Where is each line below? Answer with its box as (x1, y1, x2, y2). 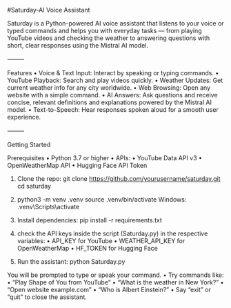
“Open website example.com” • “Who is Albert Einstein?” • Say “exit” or (7, 286, 212, 293)
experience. (7, 113, 41, 121)
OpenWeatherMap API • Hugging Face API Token (7, 162, 148, 169)
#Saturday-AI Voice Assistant (7, 6, 90, 14)
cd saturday (17, 182, 52, 190)
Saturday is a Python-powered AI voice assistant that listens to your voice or (7, 19, 224, 27)
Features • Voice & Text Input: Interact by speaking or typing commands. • (7, 69, 219, 77)
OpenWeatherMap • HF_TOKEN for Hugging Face (17, 244, 159, 252)
